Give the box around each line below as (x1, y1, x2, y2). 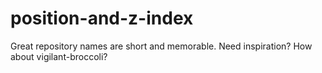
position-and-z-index (10, 7, 194, 30)
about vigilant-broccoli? (10, 50, 108, 62)
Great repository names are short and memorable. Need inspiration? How (10, 40, 313, 52)
